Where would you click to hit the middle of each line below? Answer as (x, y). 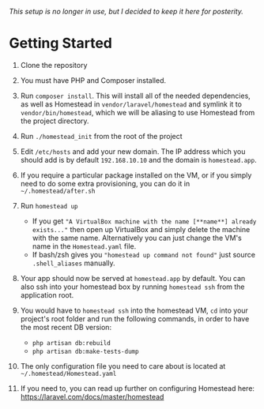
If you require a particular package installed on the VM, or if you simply (136, 175)
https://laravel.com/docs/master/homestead (92, 396)
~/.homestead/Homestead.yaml (68, 373)
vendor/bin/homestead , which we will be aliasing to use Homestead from (138, 112)
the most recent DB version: (66, 327)
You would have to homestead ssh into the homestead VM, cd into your (134, 310)
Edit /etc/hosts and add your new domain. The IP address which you (133, 151)
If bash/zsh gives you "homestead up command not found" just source (144, 254)
